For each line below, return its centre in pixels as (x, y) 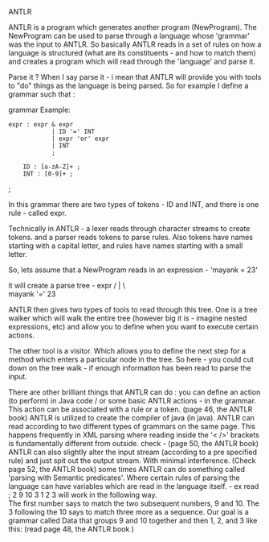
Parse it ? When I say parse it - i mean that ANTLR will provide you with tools (135, 77)
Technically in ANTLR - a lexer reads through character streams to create (129, 228)
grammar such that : (42, 94)
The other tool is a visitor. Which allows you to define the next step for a (127, 351)
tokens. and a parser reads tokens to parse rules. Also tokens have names (130, 237)
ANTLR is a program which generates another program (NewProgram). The (132, 27)
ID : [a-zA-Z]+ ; (52, 167)
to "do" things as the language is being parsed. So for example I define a (128, 85)
